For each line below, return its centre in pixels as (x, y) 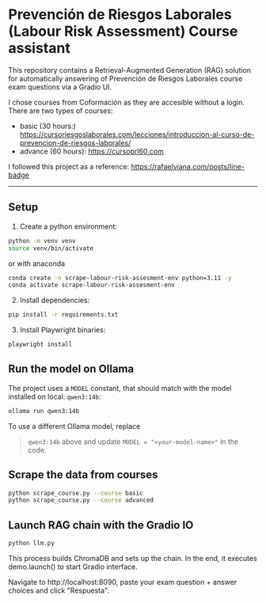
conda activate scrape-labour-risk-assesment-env (92, 285)
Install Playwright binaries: (63, 330)
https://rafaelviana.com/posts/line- (188, 166)
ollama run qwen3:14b (44, 411)
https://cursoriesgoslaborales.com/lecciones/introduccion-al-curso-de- (137, 134)
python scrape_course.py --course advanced (81, 500)
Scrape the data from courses (83, 475)
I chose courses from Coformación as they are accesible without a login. (127, 102)
